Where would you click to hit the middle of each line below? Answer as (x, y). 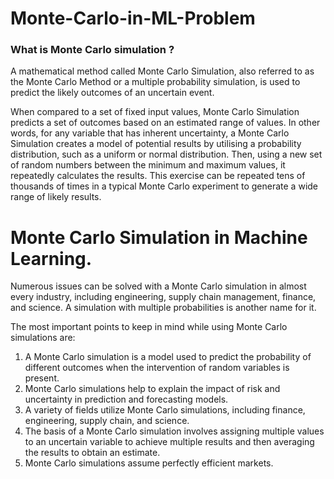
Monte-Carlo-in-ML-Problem (133, 18)
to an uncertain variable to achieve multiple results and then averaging (169, 442)
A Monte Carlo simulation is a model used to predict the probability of (168, 357)
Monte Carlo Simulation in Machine (159, 237)
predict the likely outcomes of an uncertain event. (112, 93)
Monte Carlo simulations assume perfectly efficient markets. (149, 463)
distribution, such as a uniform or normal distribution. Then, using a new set (166, 154)
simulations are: (43, 338)
